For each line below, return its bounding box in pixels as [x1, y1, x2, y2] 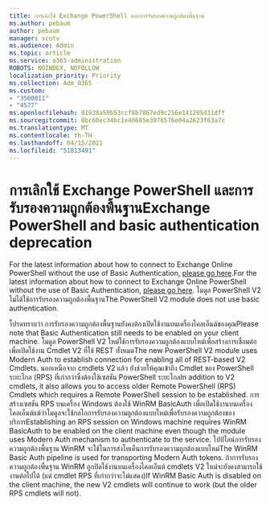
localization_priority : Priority [9, 72, 121, 80]
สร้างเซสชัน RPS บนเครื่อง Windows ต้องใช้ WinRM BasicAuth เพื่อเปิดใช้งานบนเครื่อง [9, 399, 253, 409]
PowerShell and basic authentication [9, 216, 260, 234]
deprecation [9, 233, 92, 252]
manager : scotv [9, 34, 60, 43]
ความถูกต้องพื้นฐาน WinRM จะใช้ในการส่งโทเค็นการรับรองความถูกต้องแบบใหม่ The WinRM [9, 444, 258, 454]
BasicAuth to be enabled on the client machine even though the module [9, 426, 246, 436]
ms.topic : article [9, 49, 71, 57]
